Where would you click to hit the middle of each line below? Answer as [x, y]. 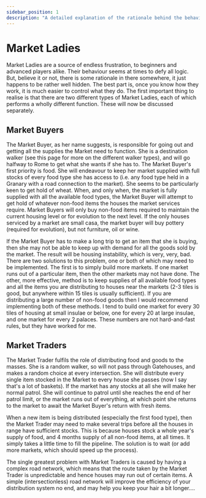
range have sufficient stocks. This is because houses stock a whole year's [100, 431]
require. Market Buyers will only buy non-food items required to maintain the [103, 210]
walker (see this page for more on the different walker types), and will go [98, 158]
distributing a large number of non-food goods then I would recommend [97, 300]
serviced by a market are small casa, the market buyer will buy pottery [95, 223]
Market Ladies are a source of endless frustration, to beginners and [91, 65]
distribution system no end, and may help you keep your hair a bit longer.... [101, 488]
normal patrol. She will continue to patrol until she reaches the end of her [99, 393]
